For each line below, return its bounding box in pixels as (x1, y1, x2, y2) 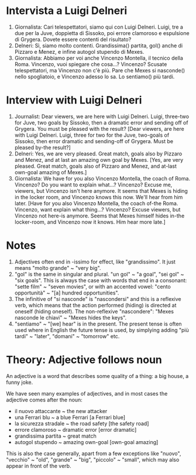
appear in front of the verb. (6, 462, 71, 469)
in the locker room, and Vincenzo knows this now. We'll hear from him (14, 193, 183, 200)
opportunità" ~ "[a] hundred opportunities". (14, 289, 119, 296)
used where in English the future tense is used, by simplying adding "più (14, 326, 189, 334)
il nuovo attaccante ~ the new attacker (14, 407, 108, 414)
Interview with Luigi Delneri (6, 93, 142, 107)
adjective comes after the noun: (6, 396, 83, 403)
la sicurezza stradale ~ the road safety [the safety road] (14, 419, 149, 427)
